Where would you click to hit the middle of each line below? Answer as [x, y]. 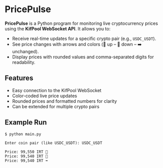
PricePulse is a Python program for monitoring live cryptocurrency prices [81, 23]
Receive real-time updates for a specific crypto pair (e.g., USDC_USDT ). [84, 38]
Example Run [26, 122]
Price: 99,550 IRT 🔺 [27, 152]
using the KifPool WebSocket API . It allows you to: [58, 28]
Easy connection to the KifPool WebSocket [57, 90]
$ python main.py [23, 134]
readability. [24, 62]
